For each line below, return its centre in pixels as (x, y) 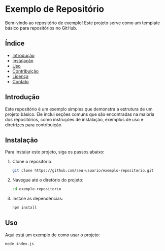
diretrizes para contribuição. (34, 125)
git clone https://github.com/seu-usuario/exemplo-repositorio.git (83, 171)
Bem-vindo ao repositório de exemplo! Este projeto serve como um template (82, 23)
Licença (20, 76)
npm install (24, 208)
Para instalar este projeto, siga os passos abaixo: (55, 152)
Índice (15, 44)
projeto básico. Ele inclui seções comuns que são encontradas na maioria (80, 114)
